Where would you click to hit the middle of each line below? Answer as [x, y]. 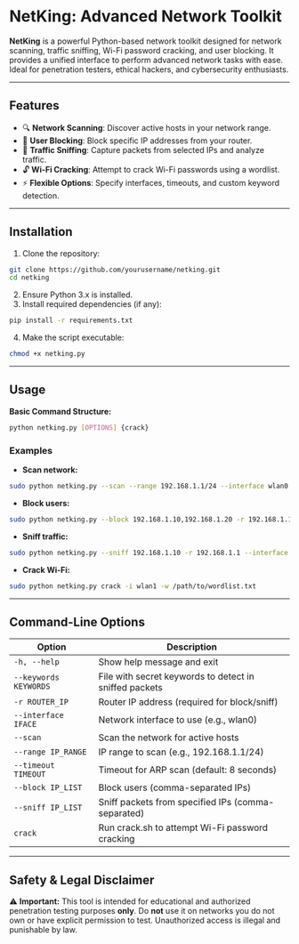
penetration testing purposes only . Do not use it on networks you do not [142, 911]
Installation [41, 232]
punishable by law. [43, 930]
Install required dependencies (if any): [92, 304]
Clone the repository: [61, 253]
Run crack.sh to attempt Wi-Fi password [183, 827]
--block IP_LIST [48, 788]
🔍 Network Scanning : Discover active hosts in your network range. [146, 127]
